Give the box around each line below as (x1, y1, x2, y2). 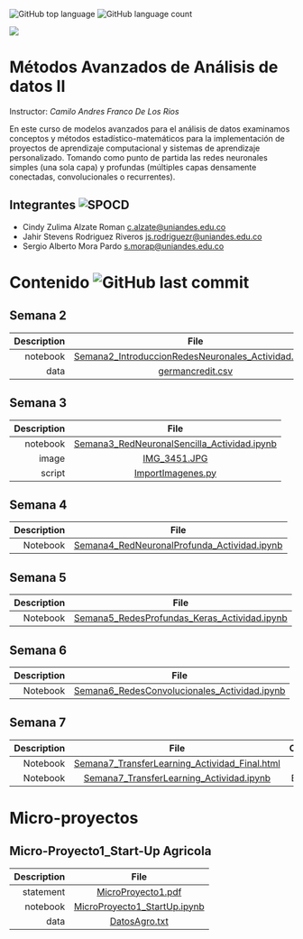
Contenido (9, 272, 90, 292)
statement (22, 885, 66, 898)
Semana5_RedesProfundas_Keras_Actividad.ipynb (73, 612, 288, 624)
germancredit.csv (158, 364, 233, 377)
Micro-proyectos (9, 808, 139, 828)
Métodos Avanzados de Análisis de (9, 57, 279, 78)
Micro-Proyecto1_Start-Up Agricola (9, 843, 212, 859)
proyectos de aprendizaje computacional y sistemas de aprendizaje (9, 143, 261, 153)
